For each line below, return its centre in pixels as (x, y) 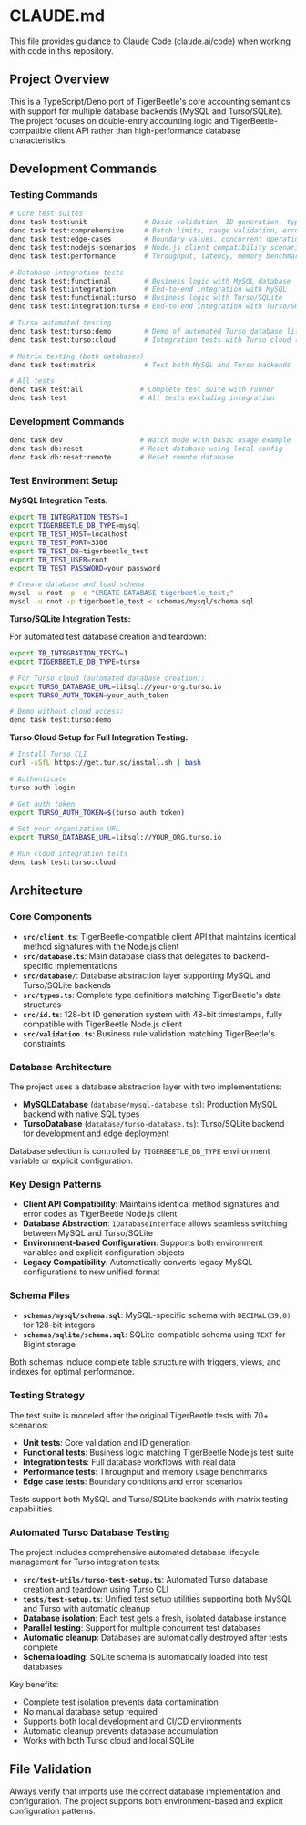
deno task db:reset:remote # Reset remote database (122, 458)
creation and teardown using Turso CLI (96, 1589)
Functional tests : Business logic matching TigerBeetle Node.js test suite (158, 1452)
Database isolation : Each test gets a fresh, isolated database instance (154, 1618)
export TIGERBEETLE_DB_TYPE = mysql (75, 526)
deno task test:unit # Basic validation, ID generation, (146, 222)
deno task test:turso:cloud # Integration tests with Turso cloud (150, 340)
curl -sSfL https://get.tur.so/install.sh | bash (106, 763)
